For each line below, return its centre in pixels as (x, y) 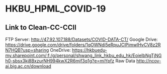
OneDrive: (61, 50)
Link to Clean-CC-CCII (41, 27)
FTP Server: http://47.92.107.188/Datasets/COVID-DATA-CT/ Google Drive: (81, 39)
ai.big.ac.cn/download (28, 66)
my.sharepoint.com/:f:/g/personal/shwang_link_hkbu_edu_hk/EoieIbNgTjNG (83, 55)
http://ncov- (149, 61)
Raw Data (126, 61)
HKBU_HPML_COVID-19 (56, 9)
